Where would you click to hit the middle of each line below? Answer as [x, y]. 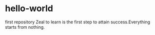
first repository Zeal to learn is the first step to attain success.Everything [77, 22]
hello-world [29, 9]
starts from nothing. [25, 27]
